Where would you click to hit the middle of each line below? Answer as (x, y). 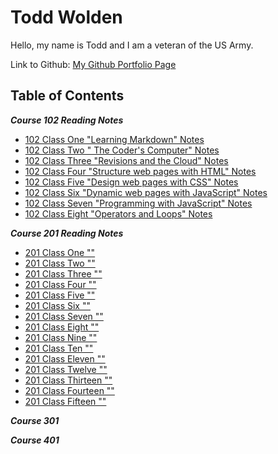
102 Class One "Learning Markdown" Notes (114, 139)
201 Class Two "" (60, 263)
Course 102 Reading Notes (67, 120)
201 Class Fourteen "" (69, 390)
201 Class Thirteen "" (68, 380)
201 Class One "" (60, 252)
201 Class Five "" (60, 295)
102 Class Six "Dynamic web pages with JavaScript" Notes (146, 192)
